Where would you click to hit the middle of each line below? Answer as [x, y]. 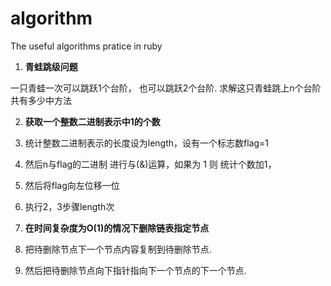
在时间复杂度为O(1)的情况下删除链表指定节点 [117, 228]
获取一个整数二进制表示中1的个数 [92, 121]
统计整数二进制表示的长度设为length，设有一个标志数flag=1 [147, 143]
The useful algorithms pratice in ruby [86, 46]
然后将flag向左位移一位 [72, 185]
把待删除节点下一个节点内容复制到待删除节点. [118, 249]
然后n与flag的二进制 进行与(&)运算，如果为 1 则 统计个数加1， [150, 164]
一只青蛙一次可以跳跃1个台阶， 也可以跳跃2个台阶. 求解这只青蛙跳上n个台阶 [166, 88]
